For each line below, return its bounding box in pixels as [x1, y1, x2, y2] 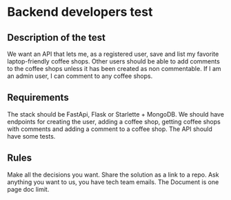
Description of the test [7, 32, 106, 43]
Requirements [7, 92, 69, 103]
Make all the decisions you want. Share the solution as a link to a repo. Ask [7, 170, 219, 179]
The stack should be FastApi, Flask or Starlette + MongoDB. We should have [7, 110, 224, 118]
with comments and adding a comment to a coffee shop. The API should [7, 125, 212, 133]
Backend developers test [7, 4, 153, 20]
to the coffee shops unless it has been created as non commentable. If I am [7, 65, 222, 72]
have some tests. [7, 132, 56, 140]
